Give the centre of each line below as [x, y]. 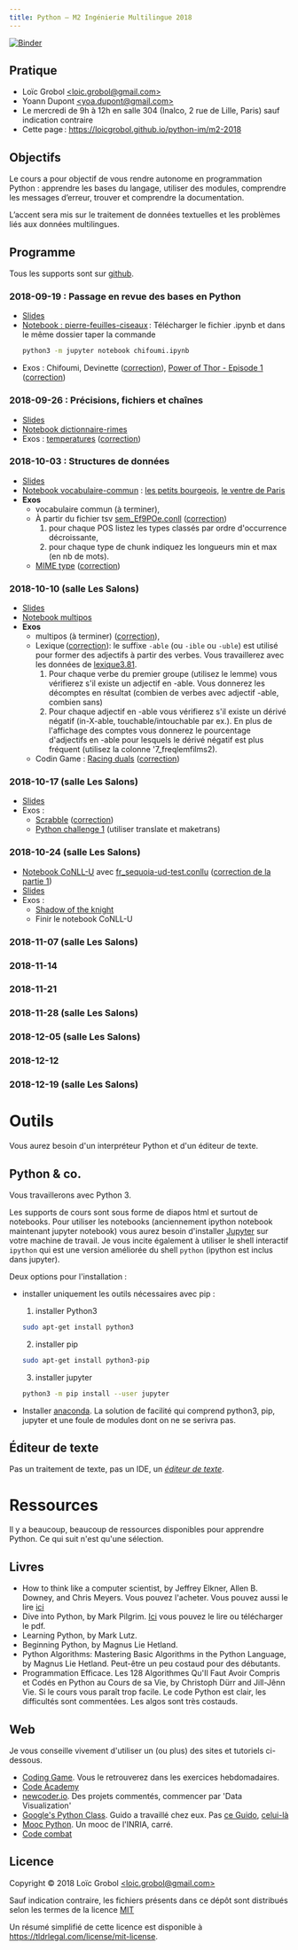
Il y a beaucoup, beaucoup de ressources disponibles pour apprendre [137, 1529]
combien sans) [76, 703]
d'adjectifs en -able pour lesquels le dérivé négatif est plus [156, 740]
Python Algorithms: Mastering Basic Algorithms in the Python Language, [154, 1655]
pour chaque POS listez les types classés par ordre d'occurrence [168, 528]
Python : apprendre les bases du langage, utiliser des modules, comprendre [148, 188]
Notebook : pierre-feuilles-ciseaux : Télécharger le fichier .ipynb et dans [153, 326]
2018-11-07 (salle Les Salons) [74, 941]
